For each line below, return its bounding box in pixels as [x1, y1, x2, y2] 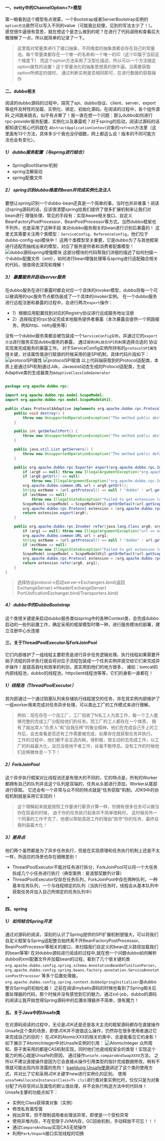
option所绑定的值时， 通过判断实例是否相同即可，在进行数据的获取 [17, 70, 152, 76]
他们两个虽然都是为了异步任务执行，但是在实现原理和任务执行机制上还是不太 [5, 847, 160, 853]
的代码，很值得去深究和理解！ [5, 262, 65, 268]
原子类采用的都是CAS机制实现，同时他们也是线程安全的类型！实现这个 [13, 1046, 156, 1052]
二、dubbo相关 [5, 88, 36, 94]
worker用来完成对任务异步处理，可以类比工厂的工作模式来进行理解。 [13, 702, 153, 708]
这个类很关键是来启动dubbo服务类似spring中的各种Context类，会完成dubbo [5, 615, 159, 621]
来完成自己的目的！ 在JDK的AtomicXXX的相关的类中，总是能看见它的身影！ [5, 1034, 158, 1040]
